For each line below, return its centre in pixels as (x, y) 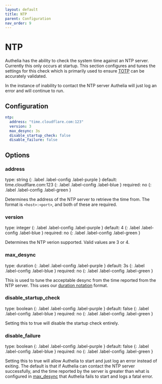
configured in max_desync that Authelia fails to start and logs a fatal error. (79, 376)
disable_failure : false (33, 140)
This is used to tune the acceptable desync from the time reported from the (81, 280)
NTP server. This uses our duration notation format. (57, 285)
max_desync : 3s (25, 131)
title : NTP (16, 14)
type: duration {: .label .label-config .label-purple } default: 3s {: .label (75, 265)
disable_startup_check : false (40, 135)
